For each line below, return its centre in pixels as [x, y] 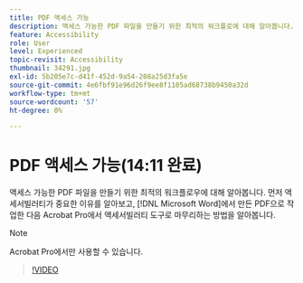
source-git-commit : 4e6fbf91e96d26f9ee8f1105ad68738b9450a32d [129, 85]
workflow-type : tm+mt [50, 93]
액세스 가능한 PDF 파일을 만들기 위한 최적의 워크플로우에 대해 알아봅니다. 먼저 [146, 193]
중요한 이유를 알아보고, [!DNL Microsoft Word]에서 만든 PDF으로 [170, 203]
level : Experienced [46, 52]
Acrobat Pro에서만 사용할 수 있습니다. [76, 252]
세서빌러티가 [32, 203]
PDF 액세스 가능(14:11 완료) [106, 166]
